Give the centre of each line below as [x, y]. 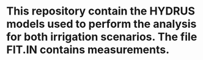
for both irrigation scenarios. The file [102, 37]
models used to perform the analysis [102, 24]
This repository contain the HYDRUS [101, 11]
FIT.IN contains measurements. [88, 50]
